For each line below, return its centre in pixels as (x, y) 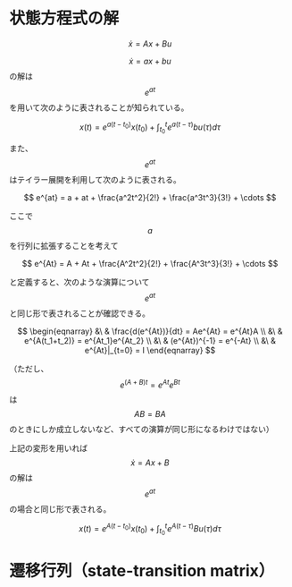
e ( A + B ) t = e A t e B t (150, 384)
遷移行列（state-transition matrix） (142, 570)
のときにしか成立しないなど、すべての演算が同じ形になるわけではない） (142, 430)
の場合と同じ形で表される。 (60, 509)
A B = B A (150, 414)
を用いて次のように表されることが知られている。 (99, 107)
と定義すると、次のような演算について (79, 282)
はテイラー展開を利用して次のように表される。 (95, 180)
